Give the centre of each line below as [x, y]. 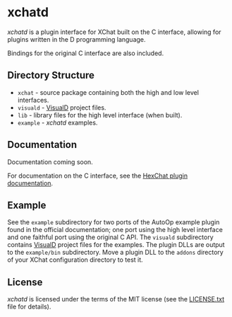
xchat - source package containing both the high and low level [108, 92]
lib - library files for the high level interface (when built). [100, 115]
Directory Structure [51, 75]
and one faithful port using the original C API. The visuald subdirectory [110, 237]
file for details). [29, 307]
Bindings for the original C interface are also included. [86, 53]
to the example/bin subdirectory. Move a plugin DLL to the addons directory [115, 253]
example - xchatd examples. [57, 122]
